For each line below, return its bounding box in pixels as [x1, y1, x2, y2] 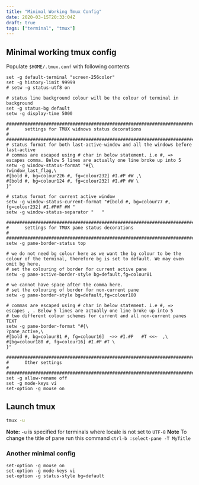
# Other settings [6, 360, 62, 366]
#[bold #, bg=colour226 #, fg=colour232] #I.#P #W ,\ [6, 173, 142, 179]
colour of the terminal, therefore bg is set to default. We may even [6, 256, 184, 262]
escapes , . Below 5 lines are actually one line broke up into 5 [6, 308, 174, 314]
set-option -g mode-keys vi [6, 468, 76, 474]
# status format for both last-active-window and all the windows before [6, 142, 192, 148]
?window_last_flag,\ [6, 168, 57, 174]
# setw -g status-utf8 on [6, 85, 70, 91]
